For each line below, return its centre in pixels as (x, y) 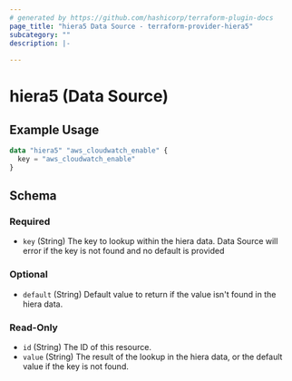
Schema (33, 196)
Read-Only (34, 327)
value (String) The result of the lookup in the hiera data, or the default (152, 357)
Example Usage (54, 129)
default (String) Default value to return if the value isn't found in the (149, 294)
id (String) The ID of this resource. (87, 347)
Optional (29, 275)
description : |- (40, 43)
